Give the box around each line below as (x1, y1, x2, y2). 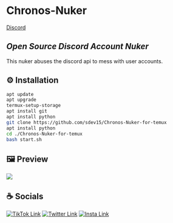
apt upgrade (6, 97, 36, 103)
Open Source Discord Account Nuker (6, 41, 149, 52)
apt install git (6, 108, 47, 114)
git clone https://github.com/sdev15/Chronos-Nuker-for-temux (6, 119, 167, 125)
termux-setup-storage (6, 103, 61, 109)
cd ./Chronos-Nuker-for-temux (6, 131, 83, 137)
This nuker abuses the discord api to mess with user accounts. (6, 57, 163, 64)
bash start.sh (6, 136, 42, 143)
